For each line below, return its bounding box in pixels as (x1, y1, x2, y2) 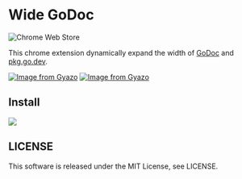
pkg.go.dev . (8, 56, 48, 66)
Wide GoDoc (8, 6, 94, 24)
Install (8, 95, 40, 110)
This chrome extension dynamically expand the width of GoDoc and (8, 48, 234, 57)
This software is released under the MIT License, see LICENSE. (8, 161, 219, 171)
